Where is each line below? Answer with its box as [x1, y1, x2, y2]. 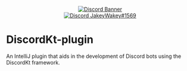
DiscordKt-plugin [6, 33, 93, 47]
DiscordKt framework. [6, 58, 61, 66]
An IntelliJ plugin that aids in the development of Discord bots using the [6, 53, 182, 60]
